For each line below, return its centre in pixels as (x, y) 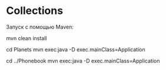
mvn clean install (26, 38)
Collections (35, 11)
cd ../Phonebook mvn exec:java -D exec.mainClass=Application (83, 61)
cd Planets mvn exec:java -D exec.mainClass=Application (76, 49)
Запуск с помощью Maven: (40, 27)
